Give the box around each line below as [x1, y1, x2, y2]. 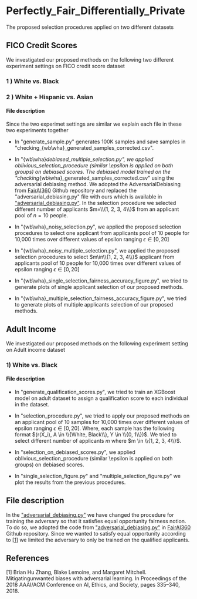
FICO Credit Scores [6, 41, 77, 51]
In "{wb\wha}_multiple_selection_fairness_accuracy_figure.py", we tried [14, 295, 186, 302]
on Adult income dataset [6, 346, 66, 353]
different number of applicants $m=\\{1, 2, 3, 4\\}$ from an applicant [14, 206, 179, 213]
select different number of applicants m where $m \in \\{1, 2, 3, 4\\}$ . [14, 437, 182, 444]
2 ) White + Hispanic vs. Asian [6, 93, 94, 101]
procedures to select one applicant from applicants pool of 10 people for [14, 229, 190, 236]
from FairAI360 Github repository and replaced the [14, 187, 137, 194]
